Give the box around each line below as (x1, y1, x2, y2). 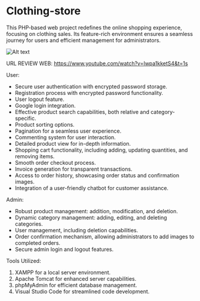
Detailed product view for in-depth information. (14, 140, 131, 147)
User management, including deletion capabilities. (14, 226, 139, 234)
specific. (14, 115, 36, 122)
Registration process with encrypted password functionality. (14, 89, 164, 96)
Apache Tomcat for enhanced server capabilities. (14, 275, 137, 282)
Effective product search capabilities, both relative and (14, 108, 150, 115)
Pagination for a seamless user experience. (14, 127, 122, 134)
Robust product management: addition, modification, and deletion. (14, 207, 178, 214)
